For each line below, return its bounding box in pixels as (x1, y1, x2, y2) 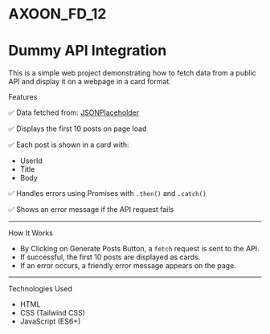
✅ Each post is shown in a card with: (8, 140, 130, 149)
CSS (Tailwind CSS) (19, 308, 86, 318)
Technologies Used (8, 284, 72, 294)
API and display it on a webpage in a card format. (8, 77, 171, 87)
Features (8, 92, 38, 102)
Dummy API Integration (8, 42, 167, 60)
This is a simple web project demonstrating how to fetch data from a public (8, 68, 257, 78)
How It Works (8, 228, 54, 238)
